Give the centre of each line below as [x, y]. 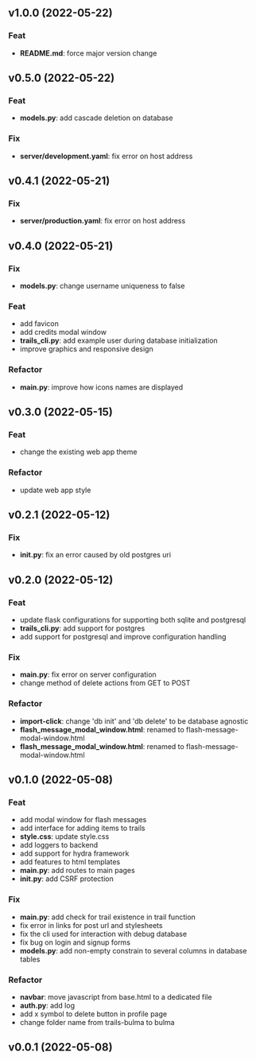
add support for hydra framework [74, 853]
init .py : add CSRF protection [66, 879]
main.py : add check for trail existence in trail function [108, 917]
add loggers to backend [59, 845]
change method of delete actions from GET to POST [105, 683]
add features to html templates [70, 862]
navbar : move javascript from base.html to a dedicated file [116, 996]
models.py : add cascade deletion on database [96, 118]
